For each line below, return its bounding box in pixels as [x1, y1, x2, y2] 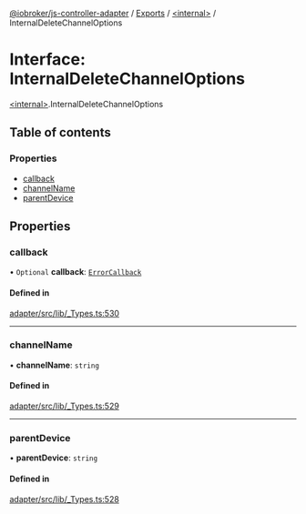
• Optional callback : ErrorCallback [9, 267, 142, 277]
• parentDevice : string [9, 452, 98, 463]
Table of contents [9, 125, 111, 140]
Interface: [9, 49, 87, 70]
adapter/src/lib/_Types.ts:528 [9, 493, 120, 504]
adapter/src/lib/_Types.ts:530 [9, 307, 120, 318]
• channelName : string [9, 359, 100, 370]
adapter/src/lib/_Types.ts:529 [9, 400, 120, 412]
